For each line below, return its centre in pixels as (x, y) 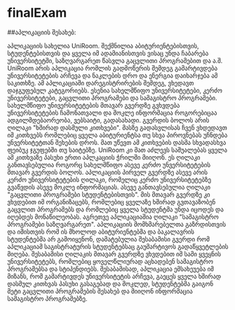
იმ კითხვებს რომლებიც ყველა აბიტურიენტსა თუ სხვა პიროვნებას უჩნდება (117, 135)
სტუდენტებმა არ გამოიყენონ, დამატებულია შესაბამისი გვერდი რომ (109, 239)
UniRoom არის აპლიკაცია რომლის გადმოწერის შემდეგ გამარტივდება (113, 68)
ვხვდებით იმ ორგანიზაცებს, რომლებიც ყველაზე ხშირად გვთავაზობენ (112, 202)
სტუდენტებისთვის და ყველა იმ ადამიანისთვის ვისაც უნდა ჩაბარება (108, 53)
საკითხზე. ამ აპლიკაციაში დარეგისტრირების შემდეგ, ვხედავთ (101, 83)
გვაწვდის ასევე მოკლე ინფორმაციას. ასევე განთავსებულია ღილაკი (109, 187)
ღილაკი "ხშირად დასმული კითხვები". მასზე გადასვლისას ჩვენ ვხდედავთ (117, 127)
